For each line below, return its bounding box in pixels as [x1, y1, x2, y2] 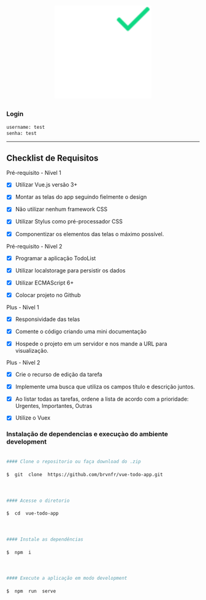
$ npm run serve [6, 588, 56, 594]
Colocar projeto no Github [15, 291, 81, 299]
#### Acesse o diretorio [6, 498, 70, 504]
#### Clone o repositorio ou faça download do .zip [6, 459, 141, 465]
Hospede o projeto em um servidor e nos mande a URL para [15, 340, 167, 347]
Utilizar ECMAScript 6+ [15, 279, 74, 287]
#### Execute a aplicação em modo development [6, 575, 128, 582]
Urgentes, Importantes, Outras [15, 402, 93, 410]
